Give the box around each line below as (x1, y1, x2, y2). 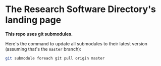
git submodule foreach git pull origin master (5, 55, 105, 61)
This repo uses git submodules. (5, 31, 73, 37)
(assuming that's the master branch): (5, 46, 82, 52)
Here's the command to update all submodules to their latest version (5, 40, 148, 46)
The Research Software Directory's (5, 4, 156, 15)
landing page (5, 14, 62, 26)
